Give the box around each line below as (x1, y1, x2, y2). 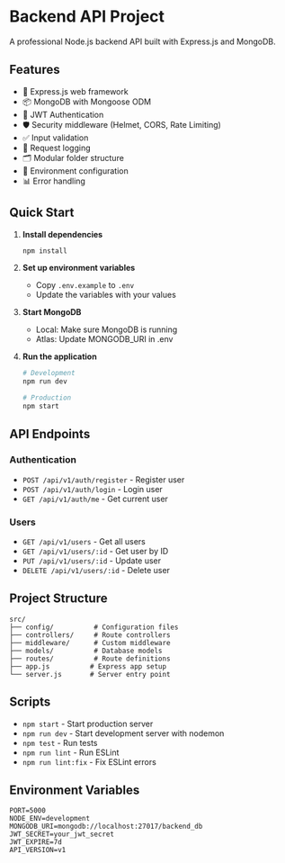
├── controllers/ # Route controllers (9, 630, 171, 640)
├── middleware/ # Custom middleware (9, 638, 171, 647)
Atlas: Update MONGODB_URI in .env (35, 334, 174, 345)
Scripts (9, 695, 51, 710)
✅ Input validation (22, 132, 89, 143)
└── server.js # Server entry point (9, 670, 171, 679)
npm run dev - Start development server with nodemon (22, 727, 225, 739)
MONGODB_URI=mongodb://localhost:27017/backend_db (9, 822, 203, 832)
